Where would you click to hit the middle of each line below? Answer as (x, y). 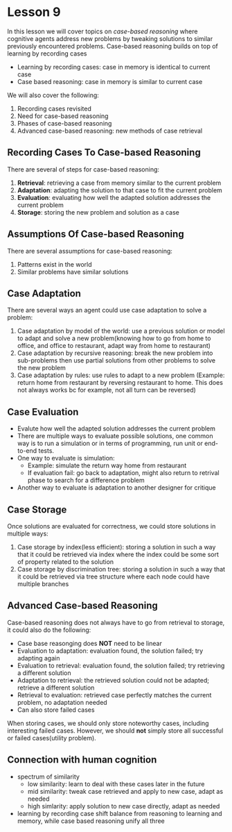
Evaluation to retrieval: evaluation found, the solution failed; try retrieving (121, 665)
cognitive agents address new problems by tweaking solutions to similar (110, 38)
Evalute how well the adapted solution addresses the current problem (116, 429)
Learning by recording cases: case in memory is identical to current (114, 67)
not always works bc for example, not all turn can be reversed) (106, 390)
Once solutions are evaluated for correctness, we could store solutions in (111, 526)
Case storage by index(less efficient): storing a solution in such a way (116, 547)
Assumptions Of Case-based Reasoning (96, 234)
